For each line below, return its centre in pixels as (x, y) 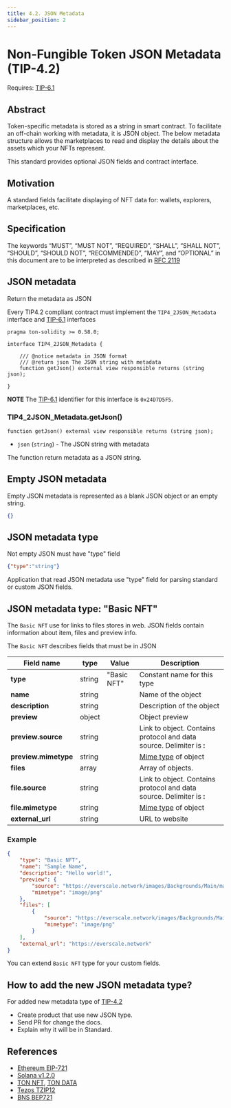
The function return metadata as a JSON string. (75, 457)
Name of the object (170, 694)
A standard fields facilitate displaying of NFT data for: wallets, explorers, (109, 200)
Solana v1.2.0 (36, 1076)
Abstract (26, 109)
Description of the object (179, 706)
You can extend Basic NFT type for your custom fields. (84, 963)
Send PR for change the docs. (59, 1022)
